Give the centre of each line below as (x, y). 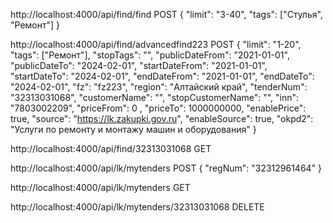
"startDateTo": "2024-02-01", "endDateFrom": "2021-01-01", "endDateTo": (162, 76)
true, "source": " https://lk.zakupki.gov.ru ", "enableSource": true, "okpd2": (162, 118)
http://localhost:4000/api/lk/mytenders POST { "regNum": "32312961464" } (166, 168)
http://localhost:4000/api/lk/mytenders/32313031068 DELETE (137, 207)
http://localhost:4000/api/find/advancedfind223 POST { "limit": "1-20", (156, 44)
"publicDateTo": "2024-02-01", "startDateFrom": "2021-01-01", (139, 65)
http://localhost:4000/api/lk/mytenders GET (100, 187)
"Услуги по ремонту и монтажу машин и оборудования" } (133, 129)
